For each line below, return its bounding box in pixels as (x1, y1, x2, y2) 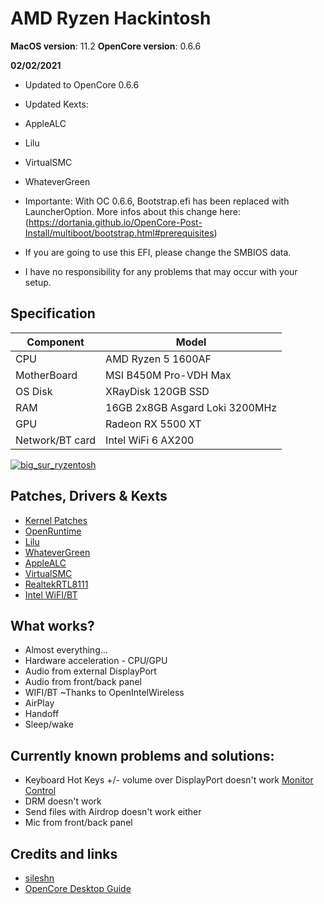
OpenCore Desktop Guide (24, 883, 132, 894)
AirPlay (24, 697, 55, 709)
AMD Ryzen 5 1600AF (105, 352, 212, 366)
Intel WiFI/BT (24, 588, 78, 601)
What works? (10, 617, 95, 634)
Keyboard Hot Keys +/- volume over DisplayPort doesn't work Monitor (24, 774, 314, 786)
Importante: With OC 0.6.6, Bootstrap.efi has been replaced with (24, 195, 290, 207)
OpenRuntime (24, 525, 82, 537)
